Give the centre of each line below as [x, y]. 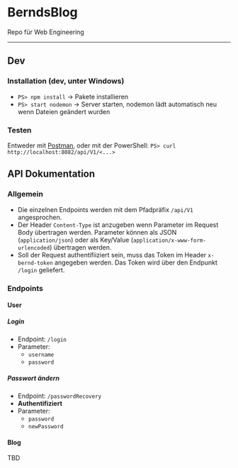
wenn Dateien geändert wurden [64, 111]
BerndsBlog [42, 12]
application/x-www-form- [170, 240]
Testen [19, 130]
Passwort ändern [34, 378]
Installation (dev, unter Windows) [66, 81]
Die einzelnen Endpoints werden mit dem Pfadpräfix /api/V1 [105, 209]
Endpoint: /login [42, 339]
